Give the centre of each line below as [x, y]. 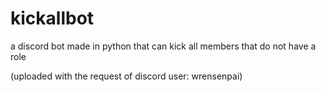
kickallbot [52, 18]
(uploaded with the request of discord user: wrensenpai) [126, 76]
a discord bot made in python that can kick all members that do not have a [163, 46]
